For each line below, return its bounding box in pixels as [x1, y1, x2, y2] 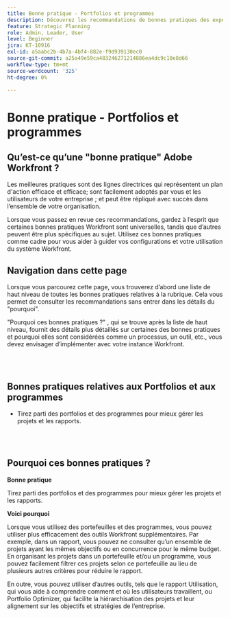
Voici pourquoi [7, 509, 50, 517]
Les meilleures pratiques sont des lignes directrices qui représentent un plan [7, 180, 223, 189]
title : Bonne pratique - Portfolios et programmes [7, 10, 155, 17]
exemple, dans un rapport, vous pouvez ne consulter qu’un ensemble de [7, 537, 212, 546]
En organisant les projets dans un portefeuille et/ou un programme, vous [7, 552, 212, 560]
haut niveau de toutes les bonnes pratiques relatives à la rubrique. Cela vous [7, 290, 223, 299]
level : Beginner [7, 36, 53, 43]
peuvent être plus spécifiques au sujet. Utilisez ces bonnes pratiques [7, 230, 202, 238]
